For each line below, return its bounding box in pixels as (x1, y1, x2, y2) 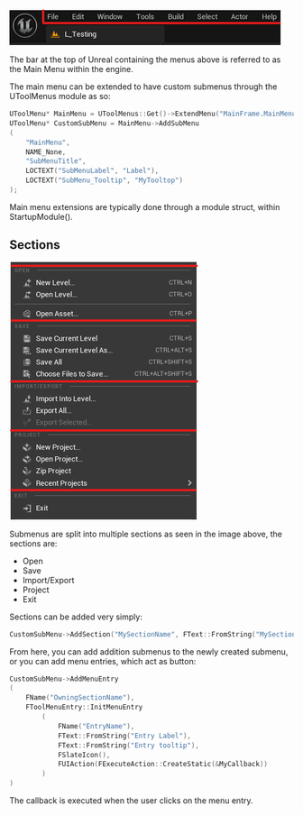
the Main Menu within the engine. (9, 64, 133, 74)
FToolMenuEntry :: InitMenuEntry (25, 703, 143, 712)
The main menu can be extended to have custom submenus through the (9, 81, 278, 92)
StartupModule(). (9, 211, 74, 222)
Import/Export (22, 574, 75, 585)
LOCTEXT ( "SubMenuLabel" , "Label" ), (25, 167, 160, 176)
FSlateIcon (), (57, 750, 111, 759)
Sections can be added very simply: (9, 611, 142, 622)
